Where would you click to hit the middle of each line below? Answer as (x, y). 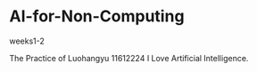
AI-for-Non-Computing (97, 16)
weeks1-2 (27, 41)
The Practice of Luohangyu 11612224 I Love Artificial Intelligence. (129, 58)
